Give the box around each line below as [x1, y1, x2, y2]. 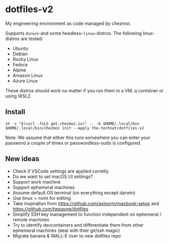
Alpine [12, 67, 26, 73]
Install [5, 108, 25, 116]
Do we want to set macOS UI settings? [12, 173, 93, 180]
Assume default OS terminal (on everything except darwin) [12, 189, 136, 196]
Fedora [12, 61, 28, 67]
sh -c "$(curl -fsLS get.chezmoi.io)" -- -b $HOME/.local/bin [5, 121, 140, 126]
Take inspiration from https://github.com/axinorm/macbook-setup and [12, 200, 159, 206]
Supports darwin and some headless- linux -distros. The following [5, 30, 142, 36]
